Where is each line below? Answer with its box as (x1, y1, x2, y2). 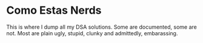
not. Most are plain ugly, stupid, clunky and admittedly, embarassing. (6, 29, 178, 36)
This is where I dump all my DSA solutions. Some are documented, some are (6, 23, 197, 30)
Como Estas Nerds (6, 4, 102, 17)
